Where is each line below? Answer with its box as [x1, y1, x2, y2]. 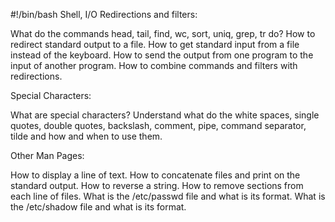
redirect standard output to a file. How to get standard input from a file [10, 39, 300, 50]
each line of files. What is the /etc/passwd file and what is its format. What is [10, 190, 326, 202]
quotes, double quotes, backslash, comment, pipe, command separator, [10, 120, 307, 131]
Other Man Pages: [10, 150, 85, 161]
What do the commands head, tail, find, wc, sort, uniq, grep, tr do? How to [10, 28, 316, 39]
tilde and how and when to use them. [10, 130, 163, 142]
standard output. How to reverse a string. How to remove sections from [10, 180, 304, 191]
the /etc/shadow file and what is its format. [10, 201, 187, 213]
